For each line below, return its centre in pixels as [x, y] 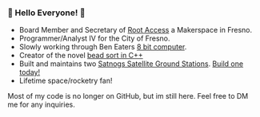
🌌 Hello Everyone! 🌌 [46, 13]
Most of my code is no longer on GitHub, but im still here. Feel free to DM [128, 96]
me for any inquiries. [41, 105]
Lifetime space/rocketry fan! [66, 81]
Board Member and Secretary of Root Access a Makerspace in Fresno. [136, 30]
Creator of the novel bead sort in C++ [81, 56]
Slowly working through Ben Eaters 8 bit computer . [103, 47]
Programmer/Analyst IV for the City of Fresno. [94, 38]
